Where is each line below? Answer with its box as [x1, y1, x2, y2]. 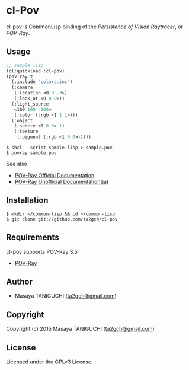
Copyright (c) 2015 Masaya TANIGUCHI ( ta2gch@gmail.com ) [6, 326, 155, 333]
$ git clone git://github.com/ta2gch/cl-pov [6, 216, 118, 222]
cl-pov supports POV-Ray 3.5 [6, 248, 78, 255]
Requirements [6, 232, 59, 243]
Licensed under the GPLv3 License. [6, 358, 93, 365]
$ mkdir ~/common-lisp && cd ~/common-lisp [6, 211, 116, 217]
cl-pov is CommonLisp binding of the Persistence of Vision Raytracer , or [6, 23, 184, 30]
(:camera [11, 84, 33, 91]
